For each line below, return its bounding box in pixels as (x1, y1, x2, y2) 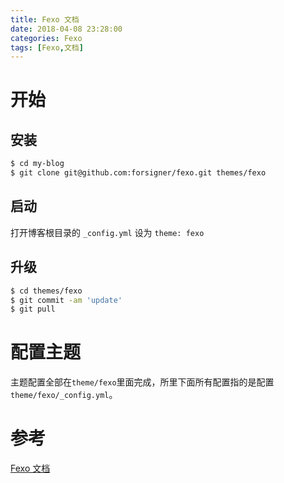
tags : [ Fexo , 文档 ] (10, 42, 84, 53)
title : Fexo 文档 (10, 14, 80, 25)
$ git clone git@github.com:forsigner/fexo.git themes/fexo (10, 168, 267, 178)
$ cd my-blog (10, 159, 65, 169)
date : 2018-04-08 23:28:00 (10, 24, 123, 34)
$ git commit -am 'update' (10, 295, 123, 305)
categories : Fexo (10, 33, 83, 43)
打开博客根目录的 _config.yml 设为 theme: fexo (10, 226, 205, 238)
